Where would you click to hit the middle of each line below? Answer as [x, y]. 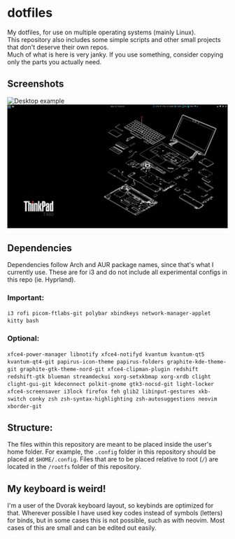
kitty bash [23, 321]
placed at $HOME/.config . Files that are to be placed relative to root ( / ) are [113, 459]
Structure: [30, 428]
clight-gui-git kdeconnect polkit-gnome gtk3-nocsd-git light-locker [111, 384]
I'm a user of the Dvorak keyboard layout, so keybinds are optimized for [111, 505]
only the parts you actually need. [55, 62]
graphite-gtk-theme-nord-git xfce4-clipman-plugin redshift [109, 369]
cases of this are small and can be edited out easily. [82, 528]
